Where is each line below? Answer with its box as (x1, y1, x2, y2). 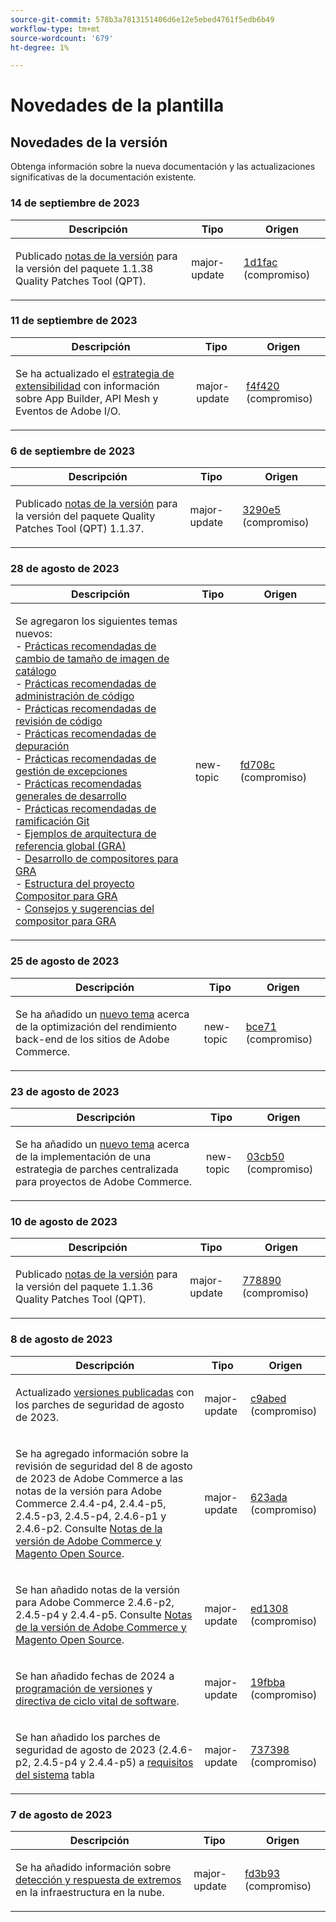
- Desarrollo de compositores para (15, 852, 179, 866)
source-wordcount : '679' (10, 33, 114, 43)
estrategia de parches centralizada (15, 1162, 179, 1176)
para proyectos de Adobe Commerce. (15, 1175, 193, 1189)
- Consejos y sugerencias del (15, 902, 155, 916)
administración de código (15, 689, 135, 703)
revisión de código (15, 714, 103, 728)
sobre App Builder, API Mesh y (15, 391, 159, 405)
